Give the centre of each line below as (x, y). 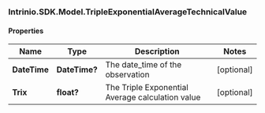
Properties (26, 31)
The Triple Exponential (147, 88)
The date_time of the (144, 65)
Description (157, 51)
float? (67, 92)
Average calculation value (153, 97)
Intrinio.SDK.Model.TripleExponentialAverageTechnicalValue (128, 12)
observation (127, 75)
